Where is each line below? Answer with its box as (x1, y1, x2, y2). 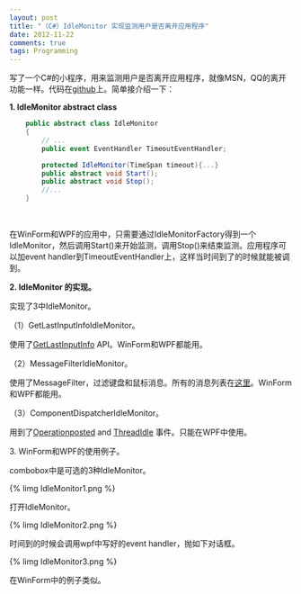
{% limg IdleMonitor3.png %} (9, 556, 118, 567)
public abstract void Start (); (41, 168, 159, 178)
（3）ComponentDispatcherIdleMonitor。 (9, 408, 164, 418)
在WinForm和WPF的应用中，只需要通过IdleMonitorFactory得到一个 (9, 229, 257, 239)
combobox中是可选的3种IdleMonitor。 (9, 465, 151, 475)
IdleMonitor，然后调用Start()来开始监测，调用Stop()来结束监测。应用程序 (9, 240, 279, 250)
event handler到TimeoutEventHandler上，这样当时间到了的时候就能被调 (24, 251, 290, 262)
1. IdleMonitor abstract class (9, 102, 118, 112)
